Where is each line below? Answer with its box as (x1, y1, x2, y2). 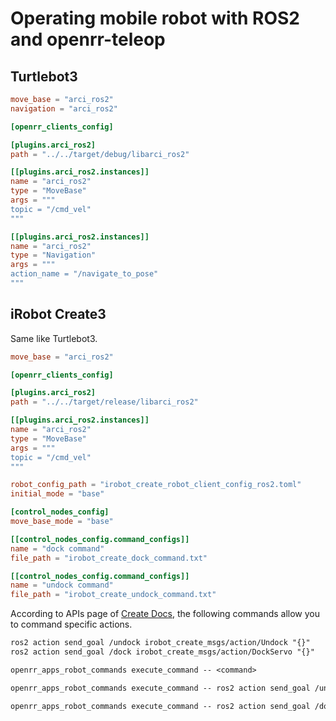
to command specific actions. (10, 618, 133, 631)
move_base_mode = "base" (10, 517, 114, 527)
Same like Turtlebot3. (10, 332, 98, 344)
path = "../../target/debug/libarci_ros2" (10, 149, 190, 159)
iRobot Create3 (10, 306, 107, 323)
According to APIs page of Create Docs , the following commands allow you (10, 608, 320, 620)
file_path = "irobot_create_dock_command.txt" (10, 553, 208, 563)
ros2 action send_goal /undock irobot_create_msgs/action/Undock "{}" (10, 638, 311, 648)
